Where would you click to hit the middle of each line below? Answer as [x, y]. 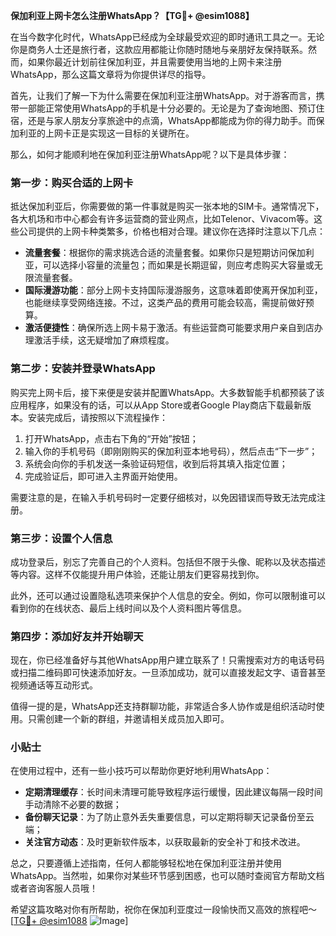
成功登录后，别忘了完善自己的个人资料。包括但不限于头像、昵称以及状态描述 [168, 561]
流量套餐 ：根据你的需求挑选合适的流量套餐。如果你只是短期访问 [156, 253]
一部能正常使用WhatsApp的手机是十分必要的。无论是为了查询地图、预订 [167, 108]
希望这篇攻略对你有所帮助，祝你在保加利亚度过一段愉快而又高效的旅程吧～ [163, 910]
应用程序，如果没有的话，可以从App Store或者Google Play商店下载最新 [156, 405]
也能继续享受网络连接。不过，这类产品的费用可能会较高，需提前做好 [165, 303]
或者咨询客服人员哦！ [54, 888]
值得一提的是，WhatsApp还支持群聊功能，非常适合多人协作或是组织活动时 [163, 706]
